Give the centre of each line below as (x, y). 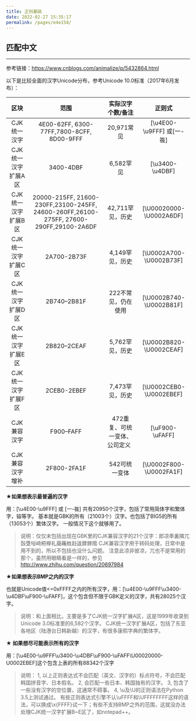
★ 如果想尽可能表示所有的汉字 (43, 643)
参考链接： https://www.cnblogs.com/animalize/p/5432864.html (83, 68)
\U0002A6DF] (164, 216)
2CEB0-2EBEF (66, 391)
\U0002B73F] (164, 260)
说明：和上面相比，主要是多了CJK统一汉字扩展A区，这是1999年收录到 (104, 616)
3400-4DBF (66, 167)
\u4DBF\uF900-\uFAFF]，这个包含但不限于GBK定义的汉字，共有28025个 (94, 596)
